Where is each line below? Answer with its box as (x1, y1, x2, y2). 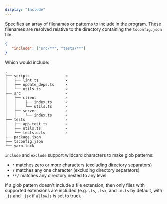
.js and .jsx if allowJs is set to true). (5, 193, 82, 199)
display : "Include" (5, 7, 46, 12)
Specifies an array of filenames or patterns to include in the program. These (5, 21, 161, 27)
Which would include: (5, 59, 50, 65)
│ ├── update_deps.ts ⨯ (5, 82, 68, 87)
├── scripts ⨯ (5, 73, 68, 79)
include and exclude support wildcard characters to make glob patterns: (5, 152, 154, 158)
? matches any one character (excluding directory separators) (12, 167, 140, 173)
